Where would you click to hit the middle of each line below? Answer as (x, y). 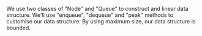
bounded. (18, 28)
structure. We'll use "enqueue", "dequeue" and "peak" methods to (90, 15)
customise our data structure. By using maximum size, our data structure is (101, 21)
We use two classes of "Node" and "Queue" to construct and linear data (97, 9)
